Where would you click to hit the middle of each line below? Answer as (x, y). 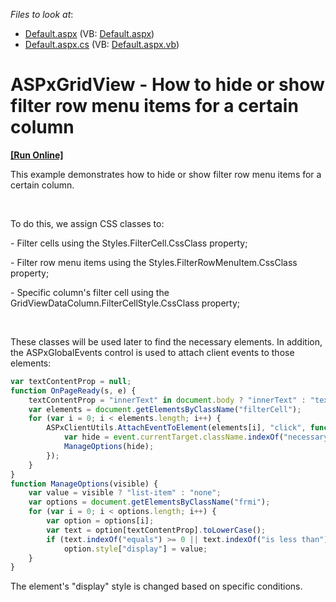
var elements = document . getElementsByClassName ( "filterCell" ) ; (165, 409)
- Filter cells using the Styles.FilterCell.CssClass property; (129, 243)
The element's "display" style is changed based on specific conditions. (156, 586)
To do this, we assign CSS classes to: (87, 223)
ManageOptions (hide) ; (109, 447)
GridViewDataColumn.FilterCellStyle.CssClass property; (125, 303)
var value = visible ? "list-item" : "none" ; (125, 493)
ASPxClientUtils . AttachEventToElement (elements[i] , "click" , (176, 428)
